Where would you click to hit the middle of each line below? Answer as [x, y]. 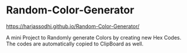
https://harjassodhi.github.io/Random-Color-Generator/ [73, 26]
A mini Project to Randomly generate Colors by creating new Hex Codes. [94, 37]
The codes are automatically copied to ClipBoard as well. [75, 44]
